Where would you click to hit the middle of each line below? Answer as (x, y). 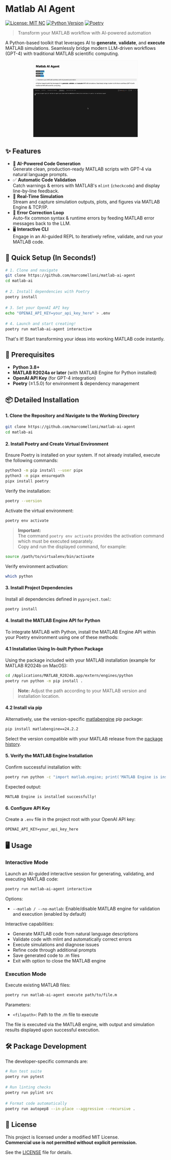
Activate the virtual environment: (39, 511)
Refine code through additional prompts (54, 950)
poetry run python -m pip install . (44, 681)
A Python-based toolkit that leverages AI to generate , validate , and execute (85, 43)
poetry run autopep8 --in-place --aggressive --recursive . (70, 1109)
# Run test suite (24, 1071)
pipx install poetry (27, 482)
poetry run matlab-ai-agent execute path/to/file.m (61, 995)
